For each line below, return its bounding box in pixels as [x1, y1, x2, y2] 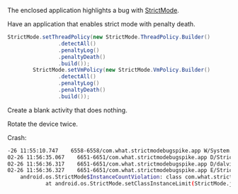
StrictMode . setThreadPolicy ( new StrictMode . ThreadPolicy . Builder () [7, 33, 211, 41]
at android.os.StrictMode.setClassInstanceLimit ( [45, 180, 195, 188]
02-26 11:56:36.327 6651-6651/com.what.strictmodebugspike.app [7, 167, 208, 174]
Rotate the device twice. [7, 119, 78, 128]
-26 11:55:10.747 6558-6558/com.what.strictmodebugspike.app [7, 147, 201, 154]
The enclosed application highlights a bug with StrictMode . [7, 6, 179, 14]
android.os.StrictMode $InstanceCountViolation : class [20, 173, 182, 180]
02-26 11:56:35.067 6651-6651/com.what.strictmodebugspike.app [7, 153, 208, 161]
